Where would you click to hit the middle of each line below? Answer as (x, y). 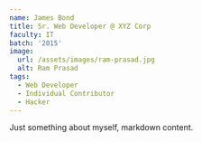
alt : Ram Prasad (48, 69)
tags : (19, 77)
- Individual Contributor (66, 93)
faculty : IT (32, 34)
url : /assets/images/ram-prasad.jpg (86, 60)
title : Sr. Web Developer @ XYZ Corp (80, 26)
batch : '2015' (36, 43)
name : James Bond (42, 18)
